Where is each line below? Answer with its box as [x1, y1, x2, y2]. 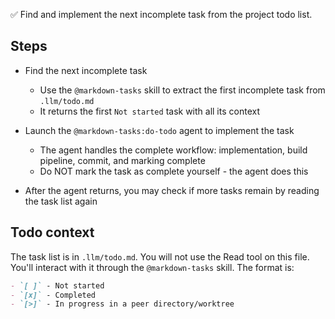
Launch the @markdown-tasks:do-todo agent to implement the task [24, 124, 295, 136]
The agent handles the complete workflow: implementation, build [39, 144, 308, 156]
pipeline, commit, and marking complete [39, 154, 206, 166]
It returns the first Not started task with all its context [39, 105, 260, 117]
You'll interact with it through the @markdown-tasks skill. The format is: [10, 261, 295, 273]
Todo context [10, 224, 95, 241]
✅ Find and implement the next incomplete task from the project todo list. [10, 9, 313, 20]
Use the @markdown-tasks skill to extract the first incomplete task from [39, 84, 326, 96]
